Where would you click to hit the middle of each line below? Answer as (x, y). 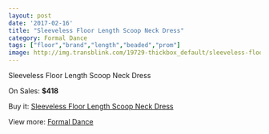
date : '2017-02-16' (41, 23)
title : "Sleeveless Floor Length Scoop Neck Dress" (96, 30)
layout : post (30, 16)
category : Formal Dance (48, 38)
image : (19, 53)
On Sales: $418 (33, 91)
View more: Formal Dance (51, 122)
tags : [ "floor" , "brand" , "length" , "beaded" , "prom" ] (94, 45)
